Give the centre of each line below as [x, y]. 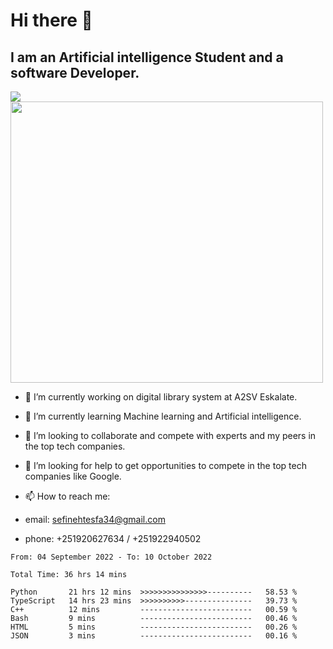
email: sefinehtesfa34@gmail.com [95, 519]
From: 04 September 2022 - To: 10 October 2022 [111, 557]
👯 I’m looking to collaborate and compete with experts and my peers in [170, 435]
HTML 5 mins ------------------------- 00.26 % [154, 627]
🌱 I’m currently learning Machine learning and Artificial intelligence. [163, 416]
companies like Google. [73, 476]
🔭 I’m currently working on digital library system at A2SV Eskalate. [161, 397]
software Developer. [75, 72]
